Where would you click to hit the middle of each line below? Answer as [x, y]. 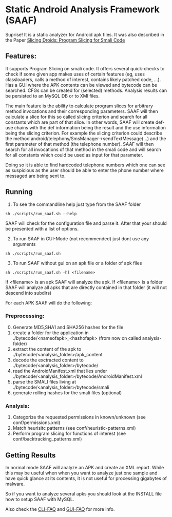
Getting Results [31, 455]
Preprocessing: [25, 316]
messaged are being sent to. [35, 176]
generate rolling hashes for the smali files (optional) [67, 392]
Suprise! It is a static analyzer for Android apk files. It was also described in [85, 34]
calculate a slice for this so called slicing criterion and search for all [77, 117]
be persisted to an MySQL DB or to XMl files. [53, 95]
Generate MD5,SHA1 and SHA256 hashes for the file [68, 327]
